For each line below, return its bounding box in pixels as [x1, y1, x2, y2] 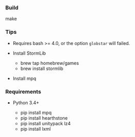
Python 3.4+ [12, 99, 40, 106]
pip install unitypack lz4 [20, 120, 71, 126]
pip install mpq [20, 109, 52, 116]
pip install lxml [20, 126, 51, 132]
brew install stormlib [20, 65, 64, 72]
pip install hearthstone [20, 115, 68, 121]
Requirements [5, 88, 42, 95]
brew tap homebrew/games [20, 60, 79, 66]
